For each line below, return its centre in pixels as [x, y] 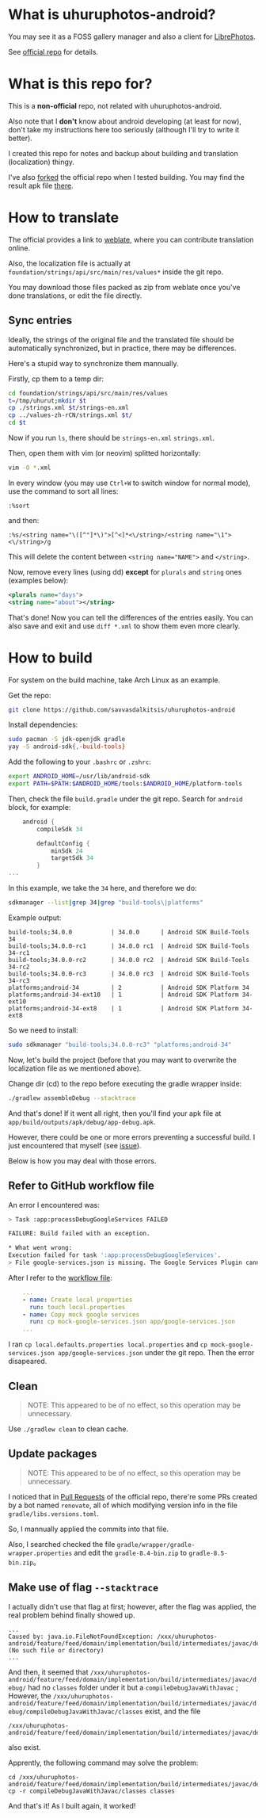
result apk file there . [41, 185]
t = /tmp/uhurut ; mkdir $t [47, 401]
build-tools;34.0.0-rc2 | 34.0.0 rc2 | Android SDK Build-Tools [129, 960]
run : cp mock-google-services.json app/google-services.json [132, 1322]
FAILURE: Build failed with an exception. [79, 1234]
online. [19, 248]
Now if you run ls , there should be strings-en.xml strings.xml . [112, 438]
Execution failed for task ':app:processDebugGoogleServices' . [115, 1255]
